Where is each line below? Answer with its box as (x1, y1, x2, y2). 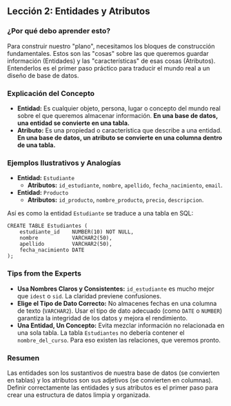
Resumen (7, 353, 40, 362)
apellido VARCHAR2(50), (19, 241, 112, 248)
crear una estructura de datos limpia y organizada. (7, 390, 150, 399)
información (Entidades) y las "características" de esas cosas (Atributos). (7, 57, 216, 65)
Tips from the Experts (7, 269, 81, 278)
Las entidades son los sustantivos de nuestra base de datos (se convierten (7, 369, 220, 377)
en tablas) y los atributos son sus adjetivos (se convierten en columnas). (7, 376, 213, 384)
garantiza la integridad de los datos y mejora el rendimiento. (17, 313, 188, 322)
